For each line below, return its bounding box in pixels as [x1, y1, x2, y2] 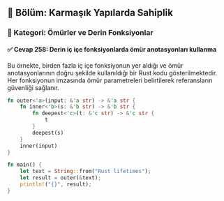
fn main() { [7, 161, 42, 168]
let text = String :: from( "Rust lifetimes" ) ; [20, 168, 151, 175]
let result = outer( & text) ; [20, 174, 101, 181]
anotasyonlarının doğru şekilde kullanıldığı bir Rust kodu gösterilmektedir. [7, 68, 218, 77]
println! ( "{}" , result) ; [20, 181, 92, 188]
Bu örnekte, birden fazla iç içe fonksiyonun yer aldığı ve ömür [7, 61, 184, 70]
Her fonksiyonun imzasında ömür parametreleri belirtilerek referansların [7, 76, 213, 84]
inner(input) [20, 142, 58, 149]
